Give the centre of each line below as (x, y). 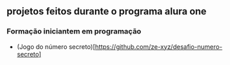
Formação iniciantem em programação (74, 31)
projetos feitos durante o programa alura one (107, 12)
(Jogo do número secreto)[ (56, 46)
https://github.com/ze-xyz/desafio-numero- (159, 46)
